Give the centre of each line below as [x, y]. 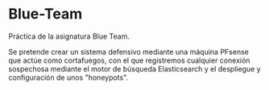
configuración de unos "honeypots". [68, 77]
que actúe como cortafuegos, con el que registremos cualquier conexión [129, 60]
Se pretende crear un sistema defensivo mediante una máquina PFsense [129, 51]
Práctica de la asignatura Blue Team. [69, 36]
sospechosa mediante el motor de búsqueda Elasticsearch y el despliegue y [134, 68]
